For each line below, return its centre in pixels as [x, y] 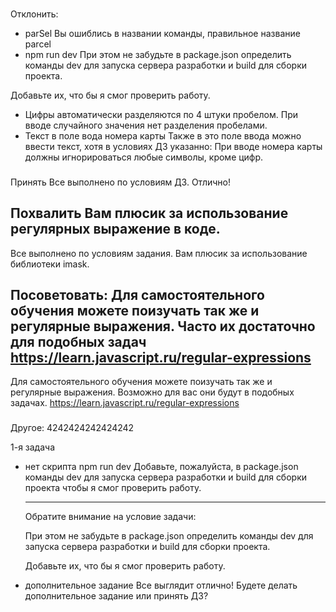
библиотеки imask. [50, 264]
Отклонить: [34, 14]
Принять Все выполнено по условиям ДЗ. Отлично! [121, 182]
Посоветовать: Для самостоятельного [137, 295]
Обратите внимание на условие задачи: [110, 517]
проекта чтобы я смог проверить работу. [113, 488]
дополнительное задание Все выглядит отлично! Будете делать [161, 585]
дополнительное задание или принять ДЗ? [116, 596]
